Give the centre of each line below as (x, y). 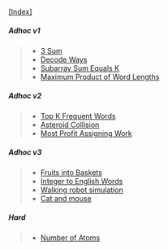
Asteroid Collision (70, 125)
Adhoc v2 (25, 95)
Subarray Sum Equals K (80, 68)
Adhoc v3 (25, 152)
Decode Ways (64, 59)
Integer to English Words (82, 181)
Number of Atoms (70, 237)
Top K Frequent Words (78, 116)
